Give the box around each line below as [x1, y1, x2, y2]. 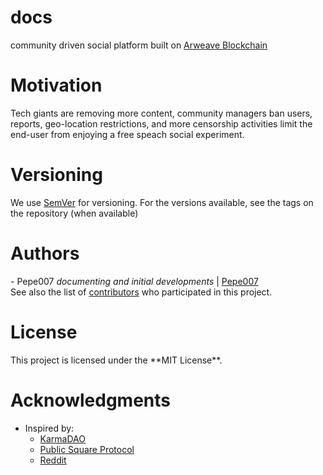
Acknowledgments [10, 389, 172, 411]
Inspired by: [24, 422, 75, 434]
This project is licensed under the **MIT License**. [10, 354, 223, 366]
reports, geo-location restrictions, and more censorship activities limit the [10, 117, 313, 130]
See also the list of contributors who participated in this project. [10, 286, 273, 298]
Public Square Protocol [39, 443, 135, 455]
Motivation [10, 74, 103, 97]
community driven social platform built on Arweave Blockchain [10, 39, 268, 51]
